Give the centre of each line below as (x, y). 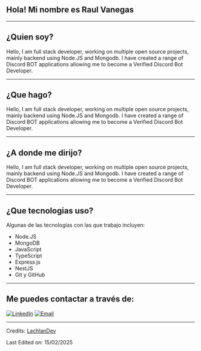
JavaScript (28, 249)
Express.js (28, 262)
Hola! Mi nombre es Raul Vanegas (70, 10)
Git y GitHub (30, 275)
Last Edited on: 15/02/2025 (39, 342)
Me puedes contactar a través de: (70, 299)
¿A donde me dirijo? (44, 153)
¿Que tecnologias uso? (50, 211)
